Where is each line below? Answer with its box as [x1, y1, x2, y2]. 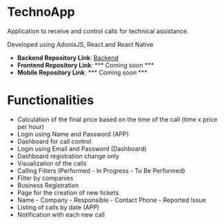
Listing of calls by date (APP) [17, 203, 100, 211]
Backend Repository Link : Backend [17, 53, 119, 62]
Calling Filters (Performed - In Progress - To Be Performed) [17, 166, 185, 174]
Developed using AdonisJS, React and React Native [7, 40, 154, 48]
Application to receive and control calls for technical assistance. [7, 27, 189, 35]
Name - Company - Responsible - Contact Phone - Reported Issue [17, 196, 207, 204]
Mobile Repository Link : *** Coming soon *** [17, 68, 148, 77]
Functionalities [7, 92, 94, 108]
